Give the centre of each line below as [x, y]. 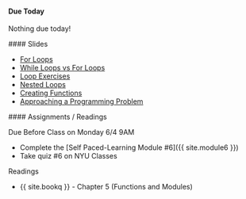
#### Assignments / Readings [58, 117]
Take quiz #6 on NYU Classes [68, 156]
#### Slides [28, 44]
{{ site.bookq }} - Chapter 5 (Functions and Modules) [106, 187]
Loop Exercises [45, 76]
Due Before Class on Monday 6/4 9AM [71, 132]
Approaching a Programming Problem [81, 101]
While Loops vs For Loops [62, 68]
